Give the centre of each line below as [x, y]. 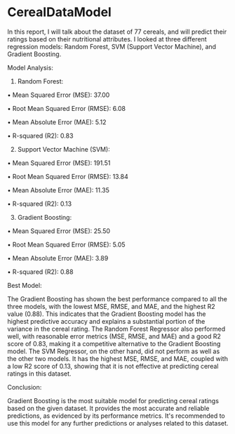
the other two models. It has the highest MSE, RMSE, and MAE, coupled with [117, 358]
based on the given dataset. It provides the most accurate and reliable [108, 408]
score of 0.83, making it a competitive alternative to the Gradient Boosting [114, 343]
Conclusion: [25, 387]
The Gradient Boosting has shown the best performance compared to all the [117, 298]
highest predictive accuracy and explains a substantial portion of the [106, 321]
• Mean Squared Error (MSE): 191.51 [59, 163]
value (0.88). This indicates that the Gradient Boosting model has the [107, 314]
